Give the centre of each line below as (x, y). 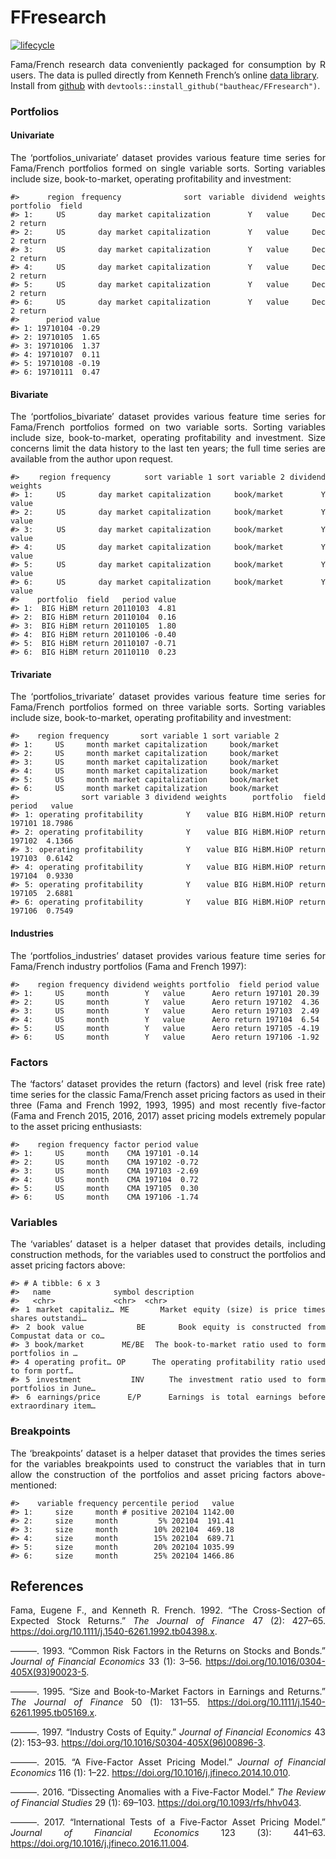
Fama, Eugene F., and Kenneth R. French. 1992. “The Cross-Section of (168, 1610)
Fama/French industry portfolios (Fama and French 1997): (128, 966)
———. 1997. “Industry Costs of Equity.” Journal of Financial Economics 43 (168, 1732)
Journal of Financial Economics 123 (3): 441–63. (168, 1833)
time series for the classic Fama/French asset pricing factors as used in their (168, 1094)
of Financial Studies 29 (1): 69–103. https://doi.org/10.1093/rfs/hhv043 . (156, 1803)
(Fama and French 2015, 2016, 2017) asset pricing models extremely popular (168, 1115)
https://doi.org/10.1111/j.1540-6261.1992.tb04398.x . (114, 1632)
